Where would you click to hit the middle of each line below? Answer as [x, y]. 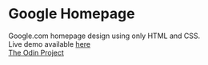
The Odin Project [36, 52]
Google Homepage [72, 14]
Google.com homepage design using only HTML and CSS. [104, 36]
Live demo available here [49, 44]
